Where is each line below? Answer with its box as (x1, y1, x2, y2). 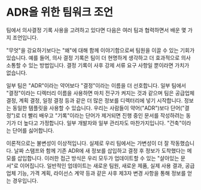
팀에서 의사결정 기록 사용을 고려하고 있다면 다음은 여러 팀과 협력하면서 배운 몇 (6, 26, 187, 34)
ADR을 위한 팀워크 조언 (6, 5, 114, 19)
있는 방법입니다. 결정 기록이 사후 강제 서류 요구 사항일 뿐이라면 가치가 (28, 61, 190, 69)
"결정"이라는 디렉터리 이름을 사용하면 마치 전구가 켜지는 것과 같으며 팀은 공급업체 (6, 89, 195, 96)
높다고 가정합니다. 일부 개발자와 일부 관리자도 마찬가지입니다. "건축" (23, 119, 182, 126)
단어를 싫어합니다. (12, 126, 54, 134)
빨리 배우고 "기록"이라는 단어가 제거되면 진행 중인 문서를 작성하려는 (28, 111, 185, 119)
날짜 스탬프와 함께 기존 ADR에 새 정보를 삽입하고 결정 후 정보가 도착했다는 (14, 147, 186, 154)
